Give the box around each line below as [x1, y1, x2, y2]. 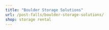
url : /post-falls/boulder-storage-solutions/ [5, 12, 104, 17]
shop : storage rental [5, 17, 52, 22]
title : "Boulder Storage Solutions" [5, 7, 83, 13]
